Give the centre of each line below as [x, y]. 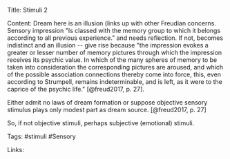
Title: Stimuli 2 [28, 10]
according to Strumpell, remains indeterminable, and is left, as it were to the [115, 82]
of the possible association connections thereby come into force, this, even [114, 74]
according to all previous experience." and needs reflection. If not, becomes [115, 38]
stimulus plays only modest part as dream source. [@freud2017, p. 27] [107, 110]
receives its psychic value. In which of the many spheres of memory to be [112, 60]
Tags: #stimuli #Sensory [41, 136]
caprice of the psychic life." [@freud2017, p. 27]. [76, 89]
